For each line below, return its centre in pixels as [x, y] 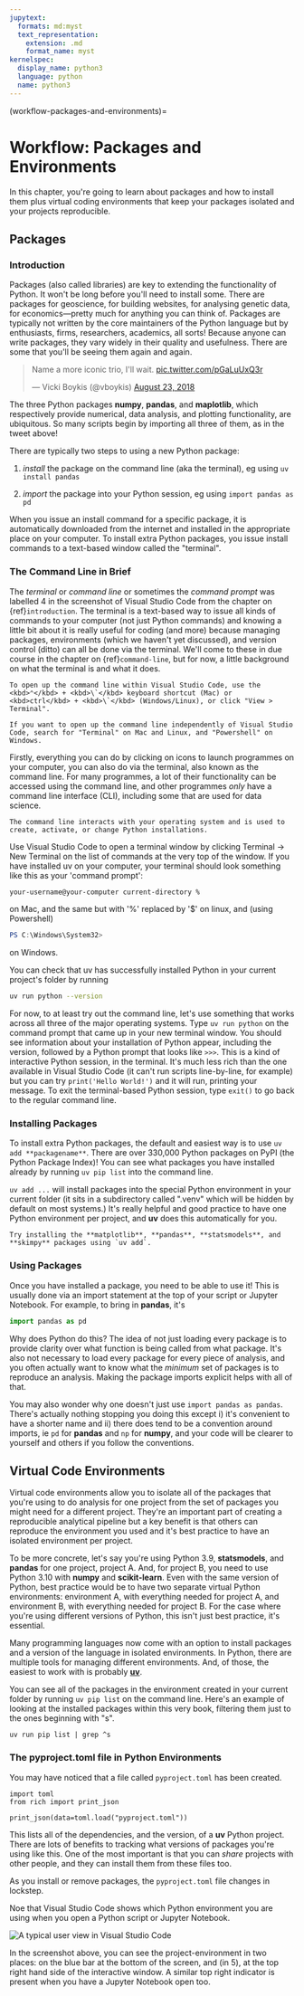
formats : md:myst [50, 26]
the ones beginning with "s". [62, 1718]
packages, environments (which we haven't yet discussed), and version [143, 640]
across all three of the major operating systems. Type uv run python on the [149, 1023]
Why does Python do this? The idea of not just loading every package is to [148, 1338]
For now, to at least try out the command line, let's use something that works [152, 1013]
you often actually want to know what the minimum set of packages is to [144, 1367]
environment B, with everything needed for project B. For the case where [145, 1606]
